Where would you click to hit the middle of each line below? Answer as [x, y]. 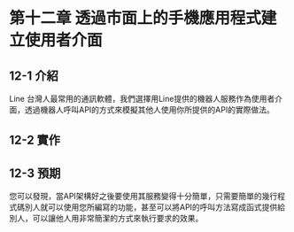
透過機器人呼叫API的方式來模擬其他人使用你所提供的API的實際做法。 [149, 110]
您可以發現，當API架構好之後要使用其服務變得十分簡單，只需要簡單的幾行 [143, 197]
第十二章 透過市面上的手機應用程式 [135, 18]
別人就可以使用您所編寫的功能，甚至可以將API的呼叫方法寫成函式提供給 [155, 207]
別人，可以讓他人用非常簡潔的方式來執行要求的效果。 [106, 219]
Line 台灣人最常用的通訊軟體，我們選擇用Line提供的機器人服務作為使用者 [142, 99]
